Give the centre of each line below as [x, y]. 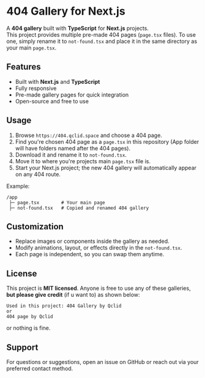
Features [24, 67]
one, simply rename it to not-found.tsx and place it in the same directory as [102, 41]
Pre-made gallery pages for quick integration [72, 94]
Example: [18, 186]
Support [22, 347]
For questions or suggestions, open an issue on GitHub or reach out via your [102, 362]
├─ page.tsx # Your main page [57, 202]
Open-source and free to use [52, 101]
